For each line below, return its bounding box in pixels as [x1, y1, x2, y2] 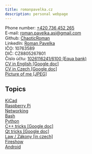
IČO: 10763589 [5, 45, 35, 51]
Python [5, 118, 19, 124]
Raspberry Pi [5, 103, 31, 109]
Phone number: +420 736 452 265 [5, 25, 75, 30]
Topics [5, 85, 26, 93]
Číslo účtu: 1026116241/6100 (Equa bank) [5, 56, 87, 61]
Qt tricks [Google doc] [5, 128, 49, 134]
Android [5, 144, 21, 150]
